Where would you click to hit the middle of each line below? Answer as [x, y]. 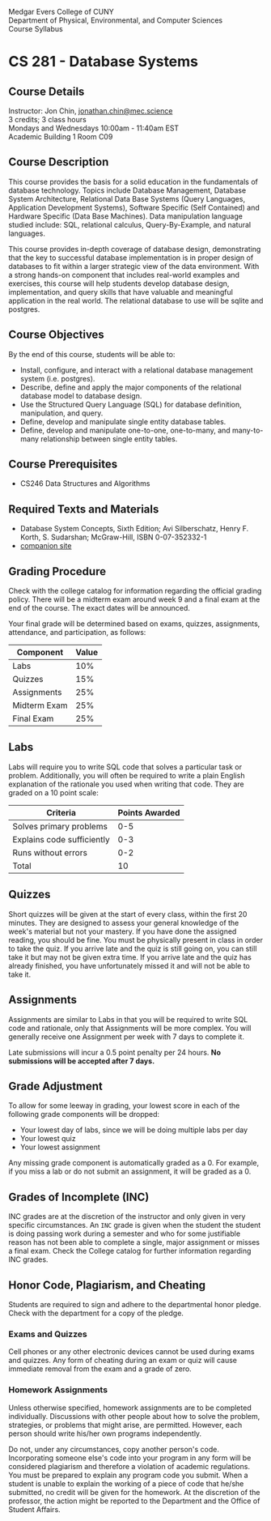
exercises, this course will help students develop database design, [119, 283]
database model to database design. [81, 395]
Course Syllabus [36, 29]
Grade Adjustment [56, 1086]
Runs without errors [50, 852]
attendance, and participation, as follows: [77, 633]
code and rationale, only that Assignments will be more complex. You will [130, 1028]
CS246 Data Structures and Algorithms [85, 484]
